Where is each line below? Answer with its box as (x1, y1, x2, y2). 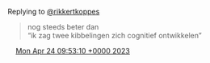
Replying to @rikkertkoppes (7, 7, 100, 16)
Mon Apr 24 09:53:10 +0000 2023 (15, 46, 131, 55)
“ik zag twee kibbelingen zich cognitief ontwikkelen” (27, 31, 203, 40)
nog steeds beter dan (27, 22, 99, 31)
